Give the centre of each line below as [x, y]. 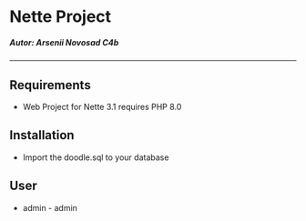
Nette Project [61, 17]
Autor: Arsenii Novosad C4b [64, 42]
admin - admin [50, 207]
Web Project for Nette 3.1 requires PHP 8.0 [102, 106]
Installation [42, 135]
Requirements [50, 85]
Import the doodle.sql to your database [96, 157]
